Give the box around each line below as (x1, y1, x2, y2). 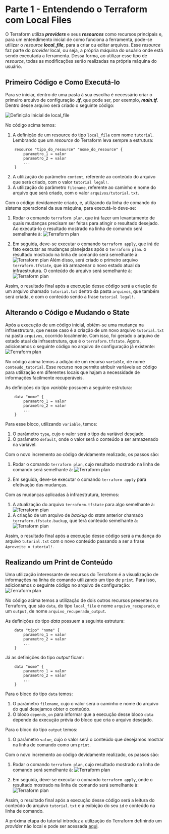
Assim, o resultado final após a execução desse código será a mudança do (5, 533, 161, 539)
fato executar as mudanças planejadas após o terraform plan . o (12, 246, 146, 252)
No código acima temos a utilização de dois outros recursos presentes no (5, 597, 159, 603)
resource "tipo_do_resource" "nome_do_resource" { (14, 147, 123, 152)
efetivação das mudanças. (12, 481, 68, 487)
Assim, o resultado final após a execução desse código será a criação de (5, 283, 157, 289)
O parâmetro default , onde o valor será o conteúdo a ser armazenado (12, 436, 159, 442)
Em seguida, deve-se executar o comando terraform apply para (12, 476, 147, 482)
